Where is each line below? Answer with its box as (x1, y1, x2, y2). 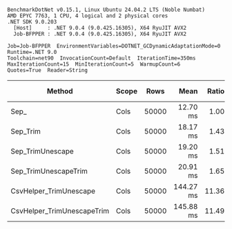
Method (46, 86, 74, 95)
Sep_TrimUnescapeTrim (10, 167, 88, 176)
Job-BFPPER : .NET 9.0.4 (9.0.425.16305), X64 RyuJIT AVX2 (13, 30, 187, 37)
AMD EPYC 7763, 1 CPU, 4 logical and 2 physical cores (7, 12, 168, 19)
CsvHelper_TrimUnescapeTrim (10, 206, 110, 215)
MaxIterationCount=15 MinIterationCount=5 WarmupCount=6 (7, 61, 181, 68)
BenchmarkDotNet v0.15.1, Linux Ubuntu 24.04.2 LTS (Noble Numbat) (7, 6, 206, 13)
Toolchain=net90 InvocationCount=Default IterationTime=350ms (7, 55, 196, 62)
